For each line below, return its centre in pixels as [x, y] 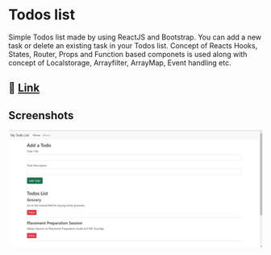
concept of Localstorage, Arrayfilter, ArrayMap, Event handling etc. [120, 63]
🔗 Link [24, 88]
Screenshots [41, 115]
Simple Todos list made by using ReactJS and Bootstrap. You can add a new [135, 37]
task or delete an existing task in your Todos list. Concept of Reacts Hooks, [133, 45]
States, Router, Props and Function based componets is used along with [128, 54]
